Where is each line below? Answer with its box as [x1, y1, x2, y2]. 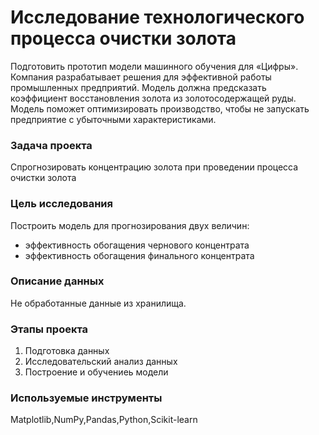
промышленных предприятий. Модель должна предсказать [10, 81, 267, 93]
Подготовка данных [24, 345, 110, 357]
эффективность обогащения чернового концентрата [24, 239, 250, 251]
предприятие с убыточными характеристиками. [10, 113, 217, 125]
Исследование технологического [10, 6, 305, 29]
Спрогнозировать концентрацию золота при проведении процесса [10, 161, 299, 173]
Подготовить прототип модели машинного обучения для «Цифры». [10, 60, 299, 72]
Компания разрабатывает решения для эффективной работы [10, 71, 272, 83]
